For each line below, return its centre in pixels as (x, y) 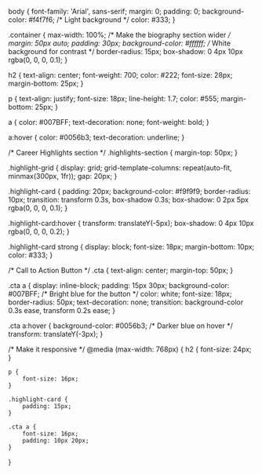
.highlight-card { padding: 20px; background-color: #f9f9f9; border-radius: (129, 191)
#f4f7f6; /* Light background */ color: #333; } (102, 20)
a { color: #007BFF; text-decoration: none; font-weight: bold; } (109, 122)
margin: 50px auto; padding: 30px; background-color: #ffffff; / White (120, 43)
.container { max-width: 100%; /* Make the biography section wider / (120, 35)
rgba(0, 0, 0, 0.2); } (39, 232)
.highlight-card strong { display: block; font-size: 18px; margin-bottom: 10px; (131, 247)
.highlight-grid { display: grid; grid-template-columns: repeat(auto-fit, (120, 168)
